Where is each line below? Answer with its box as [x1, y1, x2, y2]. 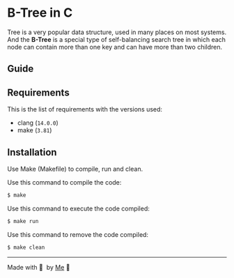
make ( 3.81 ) [17, 126, 52, 134]
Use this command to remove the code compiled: [7, 230, 148, 238]
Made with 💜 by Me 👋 [7, 263, 70, 271]
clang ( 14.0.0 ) [17, 118, 59, 127]
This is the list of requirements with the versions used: [7, 105, 162, 114]
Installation [7, 146, 57, 158]
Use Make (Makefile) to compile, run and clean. [7, 164, 143, 173]
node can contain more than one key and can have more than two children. [7, 43, 223, 51]
